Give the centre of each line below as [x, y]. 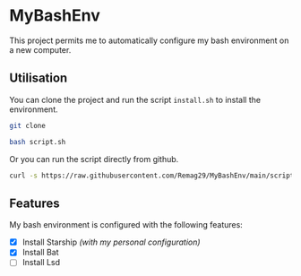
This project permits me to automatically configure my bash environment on [149, 40]
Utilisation [39, 78]
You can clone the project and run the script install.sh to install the [135, 99]
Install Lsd [41, 263]
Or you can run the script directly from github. [94, 159]
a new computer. [40, 49]
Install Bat [41, 253]
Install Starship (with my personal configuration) [111, 242]
